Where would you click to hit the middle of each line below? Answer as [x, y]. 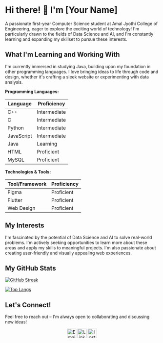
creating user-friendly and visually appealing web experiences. [68, 253]
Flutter [15, 200]
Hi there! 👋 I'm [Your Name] [61, 10]
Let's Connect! [28, 305]
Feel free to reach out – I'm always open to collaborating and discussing [77, 317]
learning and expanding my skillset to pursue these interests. [66, 39]
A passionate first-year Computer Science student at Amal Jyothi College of [81, 24]
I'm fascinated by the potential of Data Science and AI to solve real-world [79, 237]
